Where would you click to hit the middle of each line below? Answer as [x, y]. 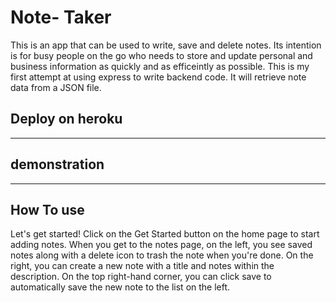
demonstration [57, 164]
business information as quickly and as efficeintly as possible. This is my [160, 66]
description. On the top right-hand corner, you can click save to [141, 277]
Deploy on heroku [66, 119]
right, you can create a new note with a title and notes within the [142, 266]
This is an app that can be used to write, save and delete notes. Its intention [166, 45]
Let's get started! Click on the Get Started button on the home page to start [165, 234]
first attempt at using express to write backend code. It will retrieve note [158, 77]
